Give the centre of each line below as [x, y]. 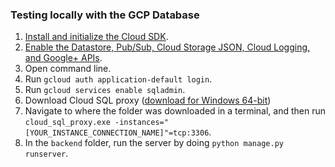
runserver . [46, 154]
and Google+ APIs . [63, 58]
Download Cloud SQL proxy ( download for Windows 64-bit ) [148, 100]
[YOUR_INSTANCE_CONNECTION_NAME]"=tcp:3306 [117, 133]
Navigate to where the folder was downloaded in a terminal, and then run [175, 111]
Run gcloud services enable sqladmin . [105, 90]
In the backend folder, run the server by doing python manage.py [154, 143]
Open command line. [68, 69]
